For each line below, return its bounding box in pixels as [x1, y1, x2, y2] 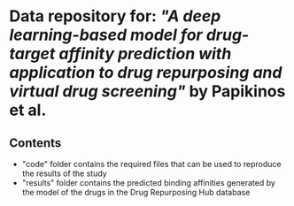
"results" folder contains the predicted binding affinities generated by [21, 178, 276, 187]
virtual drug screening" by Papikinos [9, 81, 286, 102]
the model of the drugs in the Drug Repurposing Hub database [21, 187, 251, 197]
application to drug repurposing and [9, 63, 282, 83]
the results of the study [21, 168, 108, 179]
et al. [9, 100, 47, 120]
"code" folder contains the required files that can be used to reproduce [21, 159, 282, 169]
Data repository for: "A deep [9, 6, 221, 27]
